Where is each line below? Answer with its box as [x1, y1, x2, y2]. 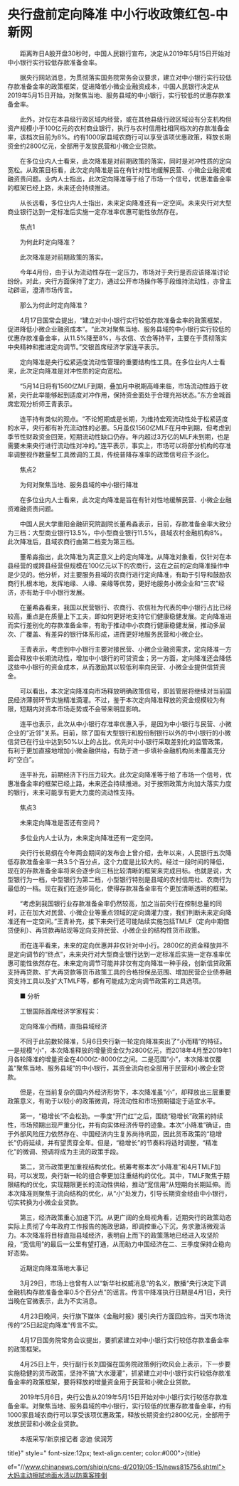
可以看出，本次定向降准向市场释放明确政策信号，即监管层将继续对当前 [19, 686, 225, 695]
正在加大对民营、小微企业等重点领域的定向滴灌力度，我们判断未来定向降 [19, 908, 232, 916]
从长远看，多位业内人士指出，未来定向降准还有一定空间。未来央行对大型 [19, 198, 232, 207]
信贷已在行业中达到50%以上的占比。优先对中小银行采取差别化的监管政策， [7, 737, 227, 745]
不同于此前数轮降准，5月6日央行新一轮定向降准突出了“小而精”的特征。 [19, 1036, 226, 1046]
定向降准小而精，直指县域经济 [19, 1021, 107, 1030]
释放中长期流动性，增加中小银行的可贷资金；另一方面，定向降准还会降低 [19, 654, 232, 662]
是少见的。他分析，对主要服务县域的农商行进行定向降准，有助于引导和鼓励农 [7, 570, 232, 578]
